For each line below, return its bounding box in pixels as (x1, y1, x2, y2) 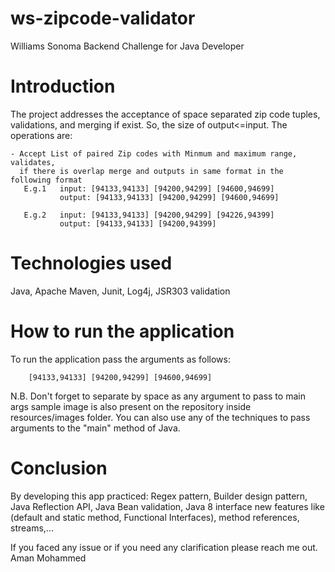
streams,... (10, 522, 54, 534)
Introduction (10, 75, 116, 98)
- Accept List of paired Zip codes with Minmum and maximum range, (10, 148, 298, 159)
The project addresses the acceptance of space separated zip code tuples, (10, 108, 321, 120)
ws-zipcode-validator (10, 7, 196, 30)
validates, (10, 157, 56, 167)
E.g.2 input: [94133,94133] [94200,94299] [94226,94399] (23, 210, 275, 220)
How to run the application (10, 320, 235, 342)
